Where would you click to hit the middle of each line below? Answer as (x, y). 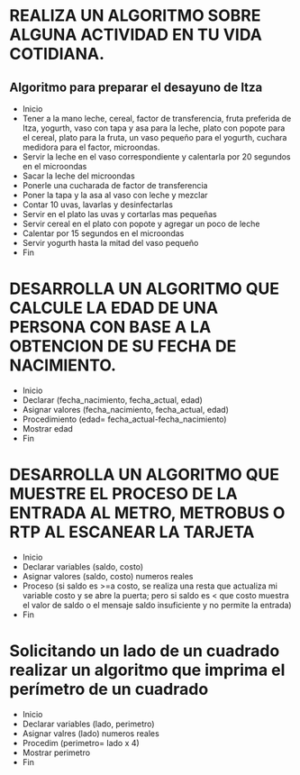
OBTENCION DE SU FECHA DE (123, 346)
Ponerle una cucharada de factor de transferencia (115, 185)
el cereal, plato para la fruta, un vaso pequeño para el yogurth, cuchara (155, 137)
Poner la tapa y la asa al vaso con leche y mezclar (115, 195)
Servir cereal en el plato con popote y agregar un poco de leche (141, 223)
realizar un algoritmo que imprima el (147, 670)
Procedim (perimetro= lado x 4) (81, 743)
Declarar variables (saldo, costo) (83, 566)
